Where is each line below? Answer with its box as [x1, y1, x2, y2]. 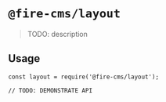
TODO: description [27, 29, 88, 38]
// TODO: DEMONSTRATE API [8, 86, 92, 94]
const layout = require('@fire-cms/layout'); [8, 73, 159, 81]
